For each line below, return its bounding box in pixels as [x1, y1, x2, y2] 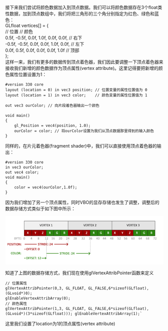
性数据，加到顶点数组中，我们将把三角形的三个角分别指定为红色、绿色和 [5, 11, 154, 17]
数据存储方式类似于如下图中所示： [5, 206, 76, 212]
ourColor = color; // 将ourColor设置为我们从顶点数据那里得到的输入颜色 [14, 128, 154, 133]
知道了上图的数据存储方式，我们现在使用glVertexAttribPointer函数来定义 [5, 270, 154, 276]
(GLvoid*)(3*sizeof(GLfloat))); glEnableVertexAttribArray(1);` [5, 311, 142, 316]
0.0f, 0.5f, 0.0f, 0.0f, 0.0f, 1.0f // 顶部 [5, 47, 79, 53]
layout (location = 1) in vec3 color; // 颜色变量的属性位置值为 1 [5, 93, 147, 98]
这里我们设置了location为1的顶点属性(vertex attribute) [5, 320, 115, 327]
